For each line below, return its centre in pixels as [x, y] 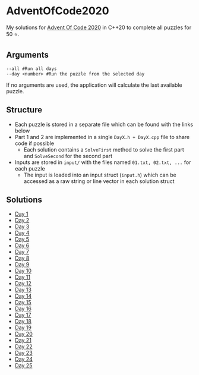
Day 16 [23, 309]
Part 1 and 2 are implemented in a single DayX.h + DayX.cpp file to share [102, 137]
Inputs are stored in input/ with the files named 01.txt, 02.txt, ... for [103, 162]
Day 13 [23, 290]
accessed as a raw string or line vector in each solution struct [99, 181]
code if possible [34, 143]
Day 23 [23, 353]
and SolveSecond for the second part [68, 156]
